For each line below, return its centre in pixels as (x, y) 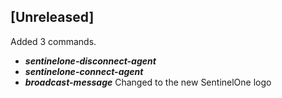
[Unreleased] (52, 17)
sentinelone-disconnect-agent (90, 61)
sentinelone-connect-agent (84, 71)
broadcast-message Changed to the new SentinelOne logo (148, 82)
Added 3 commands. (53, 41)
